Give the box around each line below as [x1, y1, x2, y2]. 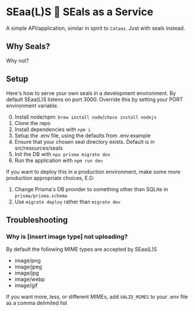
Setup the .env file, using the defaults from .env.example [14, 132, 151, 139]
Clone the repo [14, 119, 51, 126]
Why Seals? [6, 42, 50, 51]
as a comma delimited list [6, 299, 67, 306]
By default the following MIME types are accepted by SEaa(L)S [6, 246, 157, 253]
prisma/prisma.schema [14, 193, 67, 199]
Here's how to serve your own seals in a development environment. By [6, 89, 176, 96]
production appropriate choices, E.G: [6, 174, 95, 181]
